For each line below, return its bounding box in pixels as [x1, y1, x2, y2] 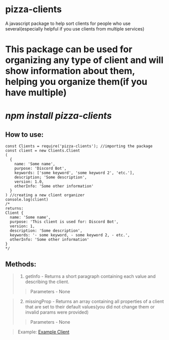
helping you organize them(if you [5, 76, 148, 87]
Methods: [5, 260, 36, 268]
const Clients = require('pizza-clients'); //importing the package [5, 144, 153, 149]
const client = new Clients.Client [5, 148, 80, 153]
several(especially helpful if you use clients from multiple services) [5, 25, 145, 32]
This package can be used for [5, 44, 133, 55]
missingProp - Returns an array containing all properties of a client [25, 298, 164, 304]
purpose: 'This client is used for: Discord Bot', [10, 220, 119, 225]
